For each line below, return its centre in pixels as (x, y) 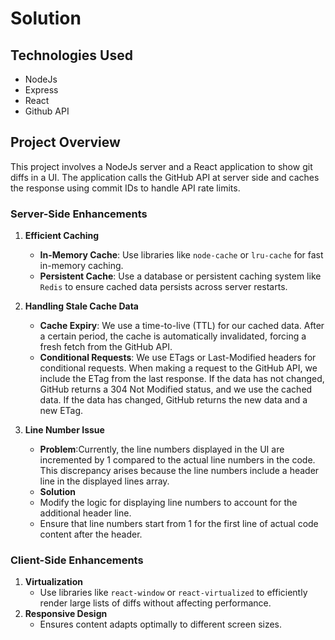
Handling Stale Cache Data (81, 306)
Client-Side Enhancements (77, 560)
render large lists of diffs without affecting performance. (155, 603)
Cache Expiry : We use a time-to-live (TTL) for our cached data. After (182, 326)
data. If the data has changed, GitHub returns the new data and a (173, 400)
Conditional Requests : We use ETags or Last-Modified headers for (178, 358)
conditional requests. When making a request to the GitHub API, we (178, 368)
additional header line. (85, 513)
